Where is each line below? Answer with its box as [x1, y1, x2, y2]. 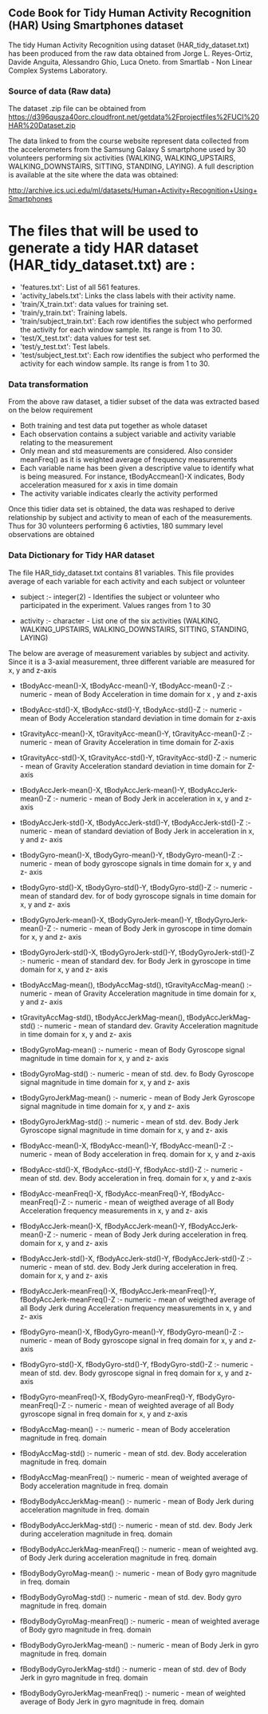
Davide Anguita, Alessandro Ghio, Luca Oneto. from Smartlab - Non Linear [8, 57, 253, 66]
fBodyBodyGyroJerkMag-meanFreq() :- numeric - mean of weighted [19, 1688, 246, 1697]
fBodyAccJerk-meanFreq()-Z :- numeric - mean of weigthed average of [19, 1294, 255, 1304]
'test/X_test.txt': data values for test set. [19, 333, 152, 343]
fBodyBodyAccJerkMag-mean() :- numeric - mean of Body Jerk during [19, 1496, 254, 1505]
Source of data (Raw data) [8, 86, 112, 97]
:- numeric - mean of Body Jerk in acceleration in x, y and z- [53, 793, 253, 803]
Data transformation [8, 379, 89, 390]
